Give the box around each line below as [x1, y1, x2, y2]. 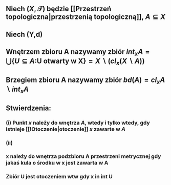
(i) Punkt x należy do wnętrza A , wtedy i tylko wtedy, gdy [6, 119, 150, 126]
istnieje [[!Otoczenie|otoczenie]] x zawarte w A [6, 126, 126, 133]
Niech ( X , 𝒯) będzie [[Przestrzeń [6, 5, 112, 13]
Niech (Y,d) [6, 30, 43, 38]
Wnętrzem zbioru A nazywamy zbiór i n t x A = [6, 48, 150, 57]
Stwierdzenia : [6, 104, 52, 112]
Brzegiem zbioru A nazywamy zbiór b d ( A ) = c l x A [6, 75, 165, 86]
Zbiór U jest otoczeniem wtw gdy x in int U [6, 173, 113, 180]
